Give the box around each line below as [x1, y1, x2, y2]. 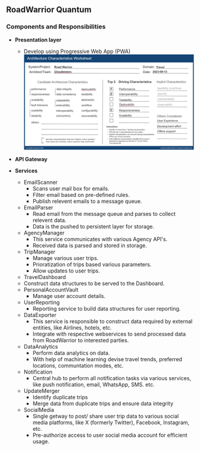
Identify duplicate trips [32, 393, 88, 400]
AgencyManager [23, 229, 65, 236]
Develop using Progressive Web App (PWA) [23, 48, 131, 55]
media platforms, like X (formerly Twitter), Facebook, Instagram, [32, 419, 190, 426]
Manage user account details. [32, 292, 106, 299]
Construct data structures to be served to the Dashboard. [23, 280, 165, 287]
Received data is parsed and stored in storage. [32, 242, 147, 249]
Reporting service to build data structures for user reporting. [32, 305, 181, 312]
